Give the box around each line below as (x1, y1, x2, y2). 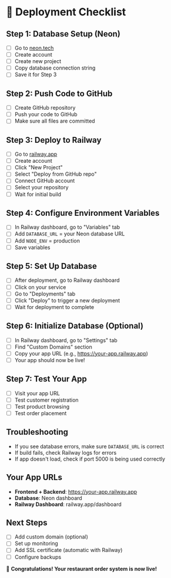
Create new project (14, 58, 62, 65)
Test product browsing (14, 403, 70, 410)
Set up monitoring (14, 540, 59, 547)
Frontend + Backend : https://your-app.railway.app (14, 488, 138, 495)
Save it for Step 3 (14, 71, 57, 78)
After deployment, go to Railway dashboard (14, 277, 120, 284)
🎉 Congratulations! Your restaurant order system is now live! (6, 565, 157, 572)
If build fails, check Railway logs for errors (14, 449, 117, 456)
